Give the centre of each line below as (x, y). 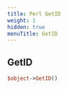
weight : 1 (22, 20)
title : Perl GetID (34, 14)
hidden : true (26, 27)
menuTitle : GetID (33, 34)
